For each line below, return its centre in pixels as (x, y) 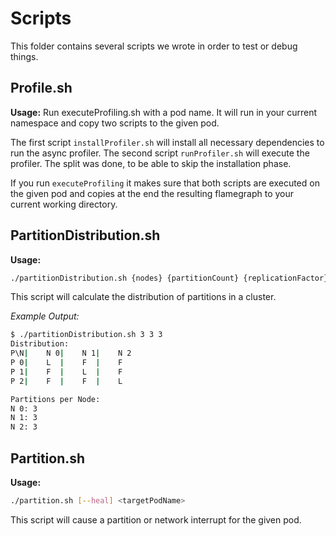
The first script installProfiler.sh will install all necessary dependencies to (167, 142)
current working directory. (64, 204)
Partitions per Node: (55, 399)
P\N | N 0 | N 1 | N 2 (71, 353)
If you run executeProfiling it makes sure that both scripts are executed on (165, 183)
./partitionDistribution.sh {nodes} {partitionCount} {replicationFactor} (169, 278)
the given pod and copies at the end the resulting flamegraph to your (152, 193)
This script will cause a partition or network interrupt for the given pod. (156, 519)
